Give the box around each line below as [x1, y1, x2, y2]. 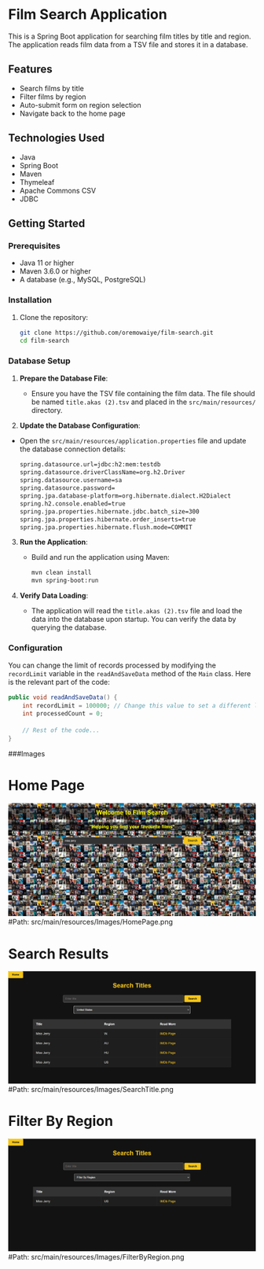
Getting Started [8, 216, 86, 230]
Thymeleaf [19, 177, 55, 186]
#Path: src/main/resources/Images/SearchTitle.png [8, 1085, 174, 1094]
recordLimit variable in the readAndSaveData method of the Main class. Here [8, 668, 251, 678]
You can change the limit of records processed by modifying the [8, 660, 216, 670]
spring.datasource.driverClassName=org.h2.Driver [19, 468, 186, 476]
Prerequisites [8, 240, 60, 251]
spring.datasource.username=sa [19, 476, 123, 484]
